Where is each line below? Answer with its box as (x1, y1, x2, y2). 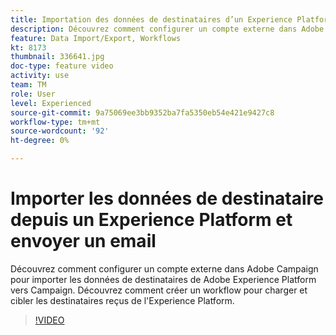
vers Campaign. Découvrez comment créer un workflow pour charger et (10, 284, 308, 296)
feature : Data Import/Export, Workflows (10, 33, 182, 43)
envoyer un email (10, 230, 157, 253)
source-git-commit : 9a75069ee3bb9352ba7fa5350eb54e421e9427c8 (10, 107, 275, 118)
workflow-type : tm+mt (10, 117, 101, 127)
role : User (10, 89, 56, 99)
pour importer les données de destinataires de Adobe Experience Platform (10, 273, 317, 285)
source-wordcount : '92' (10, 126, 110, 136)
